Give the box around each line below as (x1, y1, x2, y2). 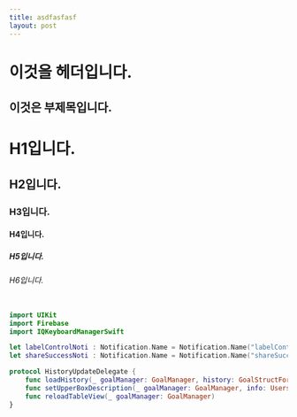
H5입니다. (9, 251, 44, 261)
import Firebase (9, 319, 69, 328)
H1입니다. (9, 139, 76, 159)
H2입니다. (9, 176, 62, 191)
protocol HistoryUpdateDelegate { (9, 367, 137, 376)
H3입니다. (9, 205, 50, 218)
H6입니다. (9, 275, 44, 286)
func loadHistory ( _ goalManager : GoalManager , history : (25, 375, 236, 384)
